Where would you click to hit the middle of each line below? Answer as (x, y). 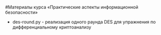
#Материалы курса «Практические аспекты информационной (72, 7)
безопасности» (21, 12)
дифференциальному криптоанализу (52, 27)
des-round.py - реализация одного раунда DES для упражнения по (84, 22)
